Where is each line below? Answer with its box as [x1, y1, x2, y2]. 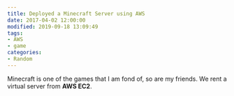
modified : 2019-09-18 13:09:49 [7, 23, 98, 30]
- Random [7, 56, 33, 63]
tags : [7, 29, 23, 37]
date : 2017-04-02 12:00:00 [7, 17, 86, 24]
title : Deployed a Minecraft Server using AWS [7, 10, 145, 17]
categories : [7, 49, 42, 56]
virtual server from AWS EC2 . [7, 81, 92, 90]
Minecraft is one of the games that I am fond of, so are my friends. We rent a [7, 74, 227, 83]
